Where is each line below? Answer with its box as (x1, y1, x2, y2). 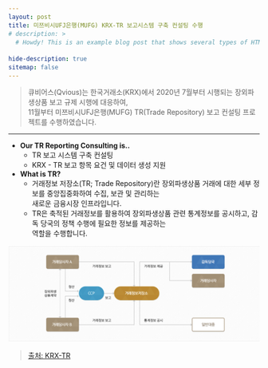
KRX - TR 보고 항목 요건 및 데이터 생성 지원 (31, 160, 166, 169)
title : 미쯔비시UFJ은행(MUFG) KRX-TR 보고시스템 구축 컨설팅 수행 (8, 21, 203, 30)
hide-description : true (8, 55, 88, 63)
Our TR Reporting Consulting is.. (19, 140, 130, 150)
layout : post (8, 13, 52, 21)
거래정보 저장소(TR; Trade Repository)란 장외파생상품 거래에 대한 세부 (31, 178, 252, 188)
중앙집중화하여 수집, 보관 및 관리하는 (46, 188, 160, 198)
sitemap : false (8, 64, 59, 72)
